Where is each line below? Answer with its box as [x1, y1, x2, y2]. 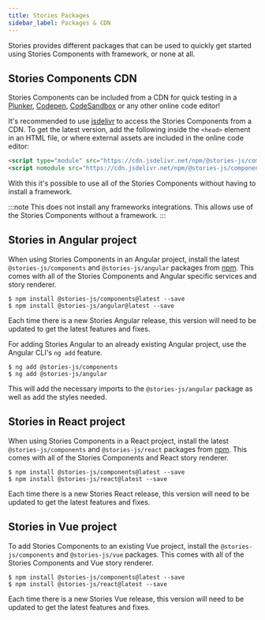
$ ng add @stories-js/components [8, 363, 118, 371]
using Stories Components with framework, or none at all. [8, 49, 196, 58]
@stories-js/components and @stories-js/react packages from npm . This [8, 444, 247, 454]
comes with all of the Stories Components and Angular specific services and [8, 271, 257, 280]
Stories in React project [8, 415, 126, 429]
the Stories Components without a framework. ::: [8, 211, 166, 220]
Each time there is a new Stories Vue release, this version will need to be [8, 594, 244, 603]
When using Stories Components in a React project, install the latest [8, 436, 229, 445]
